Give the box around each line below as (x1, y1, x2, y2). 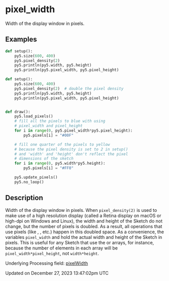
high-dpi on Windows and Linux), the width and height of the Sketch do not (5, 217, 163, 224)
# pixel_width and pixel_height (14, 123, 83, 129)
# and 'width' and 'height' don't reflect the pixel (14, 151, 128, 157)
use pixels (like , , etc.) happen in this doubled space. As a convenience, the (5, 229, 164, 235)
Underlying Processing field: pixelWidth (5, 260, 88, 266)
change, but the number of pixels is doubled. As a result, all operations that (5, 223, 162, 229)
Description (5, 194, 43, 202)
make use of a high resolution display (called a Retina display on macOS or (5, 212, 161, 218)
